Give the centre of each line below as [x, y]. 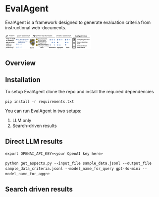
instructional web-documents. [36, 27]
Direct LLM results [34, 141]
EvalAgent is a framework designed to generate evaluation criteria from [78, 22]
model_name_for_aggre [27, 174]
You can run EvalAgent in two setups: [43, 111]
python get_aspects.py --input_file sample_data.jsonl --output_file [79, 164]
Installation [23, 80]
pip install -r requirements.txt [40, 102]
